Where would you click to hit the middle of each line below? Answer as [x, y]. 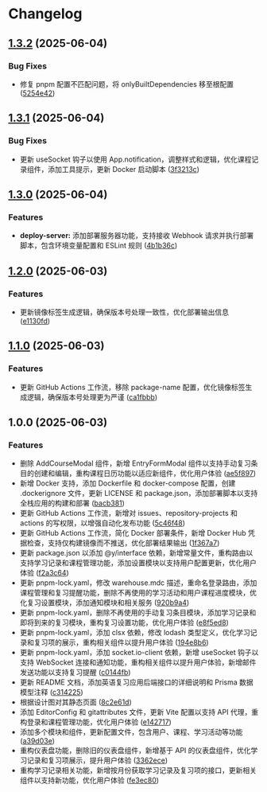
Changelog [45, 14]
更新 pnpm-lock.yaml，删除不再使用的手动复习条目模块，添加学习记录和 [138, 613]
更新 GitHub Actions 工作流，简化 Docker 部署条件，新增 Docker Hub [133, 533]
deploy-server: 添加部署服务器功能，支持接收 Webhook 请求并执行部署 [137, 236]
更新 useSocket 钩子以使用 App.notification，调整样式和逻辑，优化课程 [135, 159]
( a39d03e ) [37, 741]
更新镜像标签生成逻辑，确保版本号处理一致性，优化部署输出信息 [124, 312]
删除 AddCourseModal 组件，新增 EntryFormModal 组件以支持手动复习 [135, 463]
